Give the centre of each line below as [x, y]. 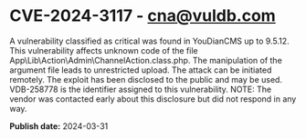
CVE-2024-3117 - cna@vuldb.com [142, 16]
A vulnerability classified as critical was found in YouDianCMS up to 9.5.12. [149, 41]
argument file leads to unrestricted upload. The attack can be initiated [141, 70]
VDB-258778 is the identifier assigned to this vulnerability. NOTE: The [141, 89]
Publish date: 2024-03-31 [59, 126]
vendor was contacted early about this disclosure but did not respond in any [153, 99]
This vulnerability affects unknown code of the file [104, 50]
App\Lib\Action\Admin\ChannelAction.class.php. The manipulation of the [146, 60]
